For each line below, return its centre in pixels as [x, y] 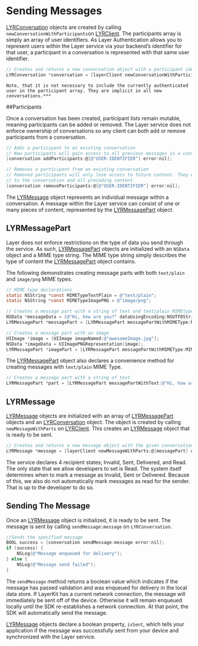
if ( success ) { [25, 548]
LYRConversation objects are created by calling [64, 27]
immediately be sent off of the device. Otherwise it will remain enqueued [94, 600]
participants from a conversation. [47, 137]
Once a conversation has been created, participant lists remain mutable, [93, 118]
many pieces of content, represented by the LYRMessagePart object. [90, 209]
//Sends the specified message [44, 537]
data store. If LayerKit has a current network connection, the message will [96, 593]
